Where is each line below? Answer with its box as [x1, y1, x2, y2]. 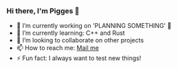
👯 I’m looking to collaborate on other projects [16, 36, 144, 44]
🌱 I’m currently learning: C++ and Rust [16, 29, 125, 37]
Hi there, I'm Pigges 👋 [6, 6, 80, 16]
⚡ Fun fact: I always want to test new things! [16, 54, 142, 62]
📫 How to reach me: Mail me [16, 44, 99, 52]
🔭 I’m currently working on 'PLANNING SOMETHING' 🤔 [16, 22, 172, 30]
